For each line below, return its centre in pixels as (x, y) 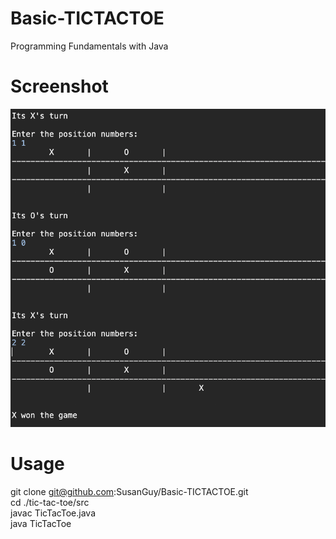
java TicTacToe (41, 523)
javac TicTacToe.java (53, 513)
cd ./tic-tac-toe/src (50, 502)
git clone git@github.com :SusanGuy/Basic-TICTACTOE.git (129, 491)
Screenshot (59, 86)
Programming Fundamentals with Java (89, 46)
